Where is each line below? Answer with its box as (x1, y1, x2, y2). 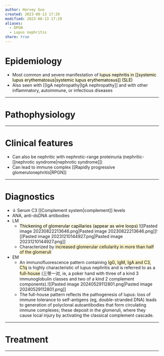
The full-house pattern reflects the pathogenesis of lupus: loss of (19, 291, 151, 297)
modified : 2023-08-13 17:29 (5, 16, 62, 21)
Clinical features (5, 138, 73, 148)
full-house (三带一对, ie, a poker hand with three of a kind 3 (19, 270, 139, 276)
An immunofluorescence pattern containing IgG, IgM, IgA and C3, (19, 259, 151, 265)
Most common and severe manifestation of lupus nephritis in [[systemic (12, 71, 157, 77)
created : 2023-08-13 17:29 (5, 12, 60, 17)
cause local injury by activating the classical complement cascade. (19, 312, 154, 318)
